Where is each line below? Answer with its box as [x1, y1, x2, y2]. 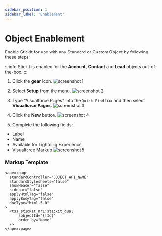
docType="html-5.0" [9, 200, 50, 205]
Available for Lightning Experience [12, 142, 82, 148]
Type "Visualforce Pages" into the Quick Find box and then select [12, 98, 145, 104]
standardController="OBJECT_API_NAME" [9, 175, 89, 180]
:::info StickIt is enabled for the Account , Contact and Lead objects [5, 64, 141, 70]
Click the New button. [12, 112, 56, 118]
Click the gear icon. [12, 79, 53, 84]
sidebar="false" [9, 187, 43, 192]
